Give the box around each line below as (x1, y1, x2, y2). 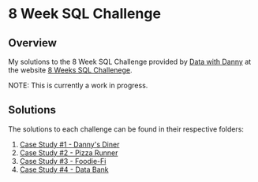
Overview (8, 36, 58, 50)
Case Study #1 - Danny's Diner (19, 139, 120, 149)
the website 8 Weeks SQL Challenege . (8, 65, 133, 75)
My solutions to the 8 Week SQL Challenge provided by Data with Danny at (8, 57, 252, 66)
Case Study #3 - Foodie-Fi (19, 156, 107, 165)
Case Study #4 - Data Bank (19, 165, 109, 174)
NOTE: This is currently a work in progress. (8, 80, 148, 90)
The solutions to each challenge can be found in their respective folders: (8, 124, 245, 134)
